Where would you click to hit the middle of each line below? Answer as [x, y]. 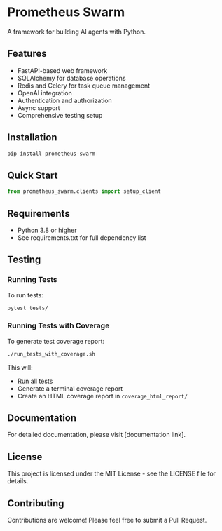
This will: [20, 367]
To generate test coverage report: [56, 341]
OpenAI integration [44, 93]
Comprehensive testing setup [60, 115]
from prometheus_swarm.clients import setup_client [84, 191]
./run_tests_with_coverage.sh [51, 354]
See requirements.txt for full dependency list [82, 237]
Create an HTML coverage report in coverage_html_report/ [102, 396]
